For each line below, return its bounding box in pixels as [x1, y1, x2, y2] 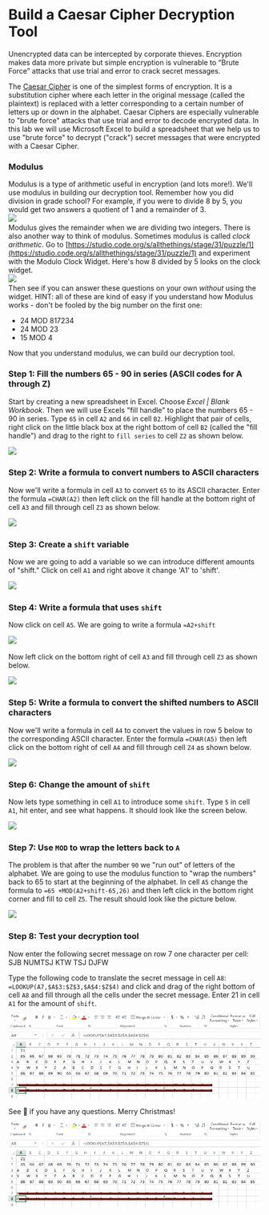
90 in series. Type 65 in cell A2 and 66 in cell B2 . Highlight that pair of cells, [8, 414, 252, 423]
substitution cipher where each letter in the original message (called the [8, 90, 246, 99]
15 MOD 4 [19, 333, 54, 343]
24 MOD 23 [19, 324, 58, 334]
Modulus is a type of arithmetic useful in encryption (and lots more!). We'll [8, 179, 253, 189]
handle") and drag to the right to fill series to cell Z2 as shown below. [8, 431, 244, 440]
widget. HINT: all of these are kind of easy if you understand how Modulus [8, 292, 254, 302]
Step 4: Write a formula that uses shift [8, 602, 163, 613]
